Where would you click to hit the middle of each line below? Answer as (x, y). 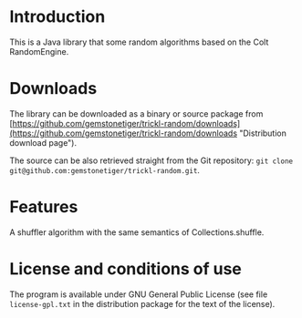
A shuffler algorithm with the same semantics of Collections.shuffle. (137, 232)
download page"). (43, 142)
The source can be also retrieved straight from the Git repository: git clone (151, 160)
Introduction (57, 17)
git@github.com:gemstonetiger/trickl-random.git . (105, 169)
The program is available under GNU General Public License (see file (139, 294)
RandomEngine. (39, 51)
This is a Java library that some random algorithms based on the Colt (139, 42)
